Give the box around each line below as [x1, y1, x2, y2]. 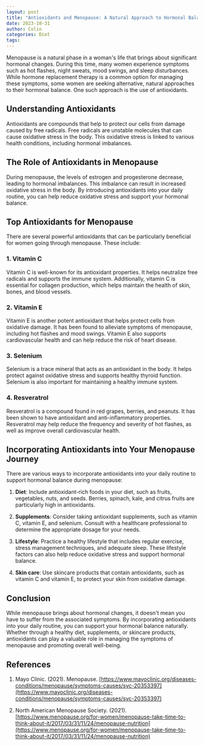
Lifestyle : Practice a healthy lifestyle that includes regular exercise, [15, 538, 184, 545]
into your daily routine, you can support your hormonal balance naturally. [6, 622, 188, 630]
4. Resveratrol [6, 393, 49, 402]
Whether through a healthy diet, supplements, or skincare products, [6, 628, 176, 636]
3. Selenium [6, 351, 42, 360]
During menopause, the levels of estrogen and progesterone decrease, [6, 173, 184, 180]
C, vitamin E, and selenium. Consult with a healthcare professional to [15, 519, 187, 527]
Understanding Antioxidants [6, 104, 117, 114]
